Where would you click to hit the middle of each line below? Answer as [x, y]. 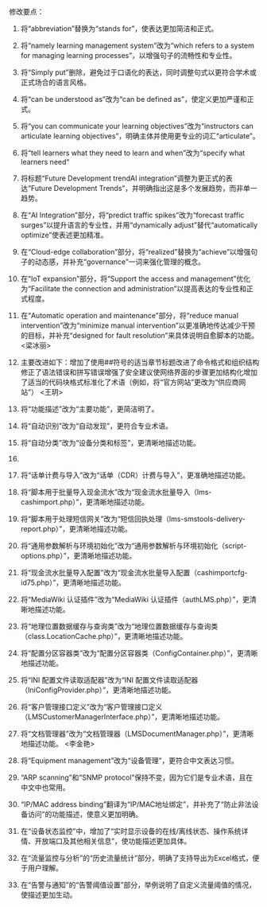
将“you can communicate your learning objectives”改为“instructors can [137, 126]
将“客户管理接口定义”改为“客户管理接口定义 [91, 707]
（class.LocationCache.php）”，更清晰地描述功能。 [104, 636]
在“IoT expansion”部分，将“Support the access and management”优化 [135, 278]
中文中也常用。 [45, 787]
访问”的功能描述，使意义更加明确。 [85, 814]
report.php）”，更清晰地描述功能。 [76, 529]
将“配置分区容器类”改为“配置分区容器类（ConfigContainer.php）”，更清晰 [139, 653]
